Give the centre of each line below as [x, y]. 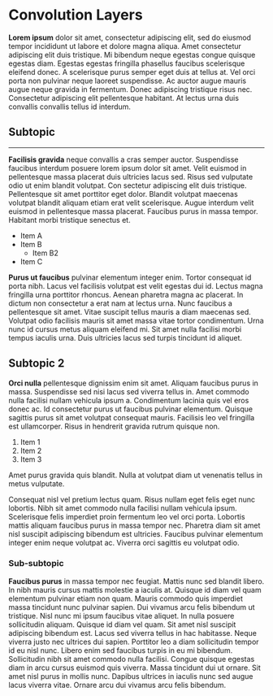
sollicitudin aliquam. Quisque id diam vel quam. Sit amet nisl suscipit [122, 624]
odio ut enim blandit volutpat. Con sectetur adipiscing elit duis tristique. [128, 185]
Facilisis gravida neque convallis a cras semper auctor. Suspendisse [123, 159]
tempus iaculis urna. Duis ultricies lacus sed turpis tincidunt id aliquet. [125, 337]
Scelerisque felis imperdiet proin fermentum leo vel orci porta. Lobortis [127, 516]
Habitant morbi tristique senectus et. [70, 220]
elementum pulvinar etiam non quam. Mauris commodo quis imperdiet [126, 598]
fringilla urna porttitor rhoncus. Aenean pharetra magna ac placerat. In [126, 294]
